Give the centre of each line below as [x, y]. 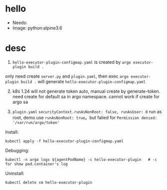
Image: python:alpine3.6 [37, 28]
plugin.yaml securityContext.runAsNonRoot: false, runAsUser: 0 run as [87, 111]
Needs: [20, 23]
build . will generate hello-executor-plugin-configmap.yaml [83, 81]
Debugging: [17, 150]
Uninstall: [15, 173]
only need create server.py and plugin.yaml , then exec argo [67, 76]
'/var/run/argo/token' [36, 123]
